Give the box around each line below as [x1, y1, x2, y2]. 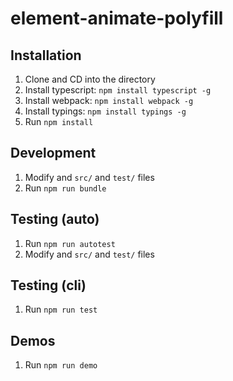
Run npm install [24, 116, 94, 127]
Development [10, 145, 97, 162]
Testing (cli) [10, 277, 87, 294]
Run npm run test [24, 303, 98, 316]
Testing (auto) [10, 211, 100, 228]
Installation [10, 47, 82, 64]
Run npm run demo [24, 359, 98, 371]
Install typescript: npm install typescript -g [24, 84, 212, 96]
